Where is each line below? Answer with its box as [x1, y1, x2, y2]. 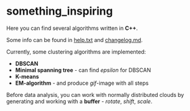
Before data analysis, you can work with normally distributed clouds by [6, 91, 185, 98]
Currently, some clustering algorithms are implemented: [6, 48, 146, 56]
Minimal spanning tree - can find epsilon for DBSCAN [15, 66, 151, 74]
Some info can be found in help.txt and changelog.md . [6, 36, 143, 43]
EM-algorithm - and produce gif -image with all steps [15, 79, 149, 87]
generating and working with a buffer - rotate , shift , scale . [6, 98, 153, 105]
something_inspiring [6, 4, 113, 18]
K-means [15, 73, 40, 80]
